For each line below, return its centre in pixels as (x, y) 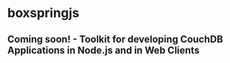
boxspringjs (43, 13)
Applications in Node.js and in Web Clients (104, 50)
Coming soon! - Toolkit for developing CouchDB (115, 39)
